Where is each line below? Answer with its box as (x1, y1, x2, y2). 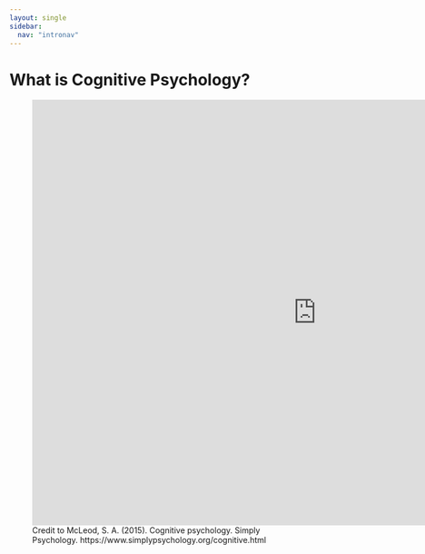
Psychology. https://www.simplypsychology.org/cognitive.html (32, 535, 266, 546)
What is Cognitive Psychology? (9, 69, 251, 90)
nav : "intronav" (17, 30, 79, 39)
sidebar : (9, 22, 43, 31)
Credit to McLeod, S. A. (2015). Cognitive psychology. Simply (32, 525, 261, 536)
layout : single (9, 13, 67, 23)
